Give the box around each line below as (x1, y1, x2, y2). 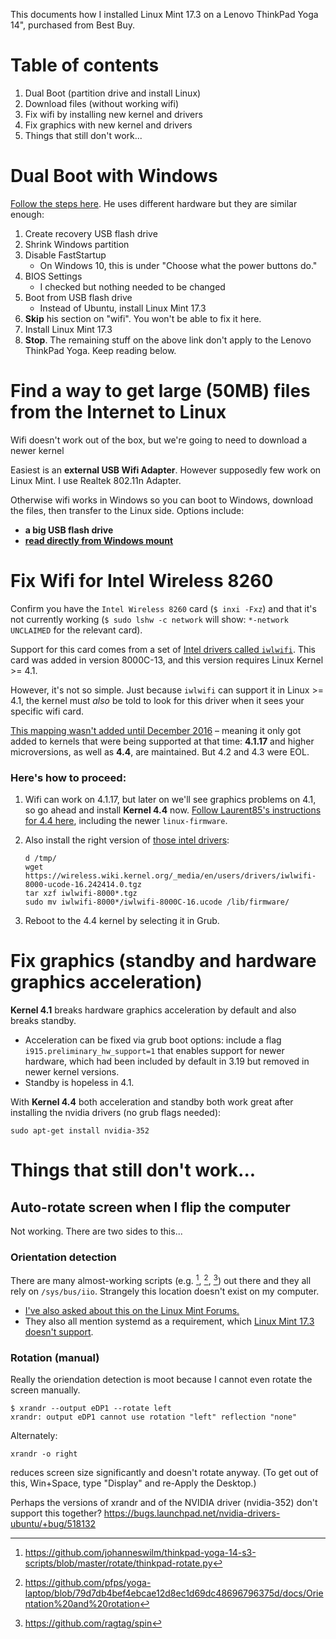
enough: (10, 208, 45, 220)
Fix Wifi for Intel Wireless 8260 (10, 570, 274, 592)
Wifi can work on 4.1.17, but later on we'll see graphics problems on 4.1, (24, 794, 317, 806)
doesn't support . (24, 1325, 94, 1338)
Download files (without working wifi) (24, 97, 180, 109)
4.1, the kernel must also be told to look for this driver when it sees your (10, 694, 305, 706)
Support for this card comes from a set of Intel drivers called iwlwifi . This (10, 643, 316, 655)
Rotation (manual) (10, 1350, 100, 1364)
